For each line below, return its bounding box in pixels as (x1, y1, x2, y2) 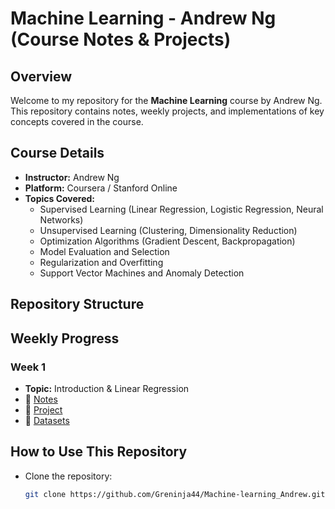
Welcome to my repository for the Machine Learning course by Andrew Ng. (10, 95, 323, 106)
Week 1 (10, 360, 47, 374)
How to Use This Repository (10, 443, 188, 461)
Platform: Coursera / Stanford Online (24, 182, 178, 194)
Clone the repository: (24, 470, 113, 482)
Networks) (39, 213, 84, 226)
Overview (10, 68, 73, 85)
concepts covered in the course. (10, 116, 144, 127)
